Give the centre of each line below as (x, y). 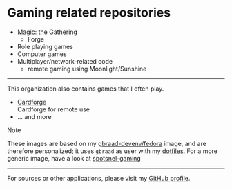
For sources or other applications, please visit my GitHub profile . (99, 178)
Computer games (42, 54)
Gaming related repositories (89, 13)
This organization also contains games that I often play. (86, 89)
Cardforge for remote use (53, 109)
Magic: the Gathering (47, 32)
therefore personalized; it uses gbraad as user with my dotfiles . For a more (113, 151)
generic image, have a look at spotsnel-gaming (74, 158)
